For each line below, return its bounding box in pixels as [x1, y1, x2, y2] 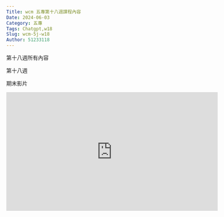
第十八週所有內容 [6, 54, 49, 61]
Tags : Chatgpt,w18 [6, 25, 53, 32]
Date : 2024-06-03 [6, 14, 50, 20]
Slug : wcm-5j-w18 [6, 31, 50, 37]
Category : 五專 [6, 20, 43, 26]
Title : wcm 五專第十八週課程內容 [6, 8, 82, 15]
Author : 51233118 [6, 37, 50, 43]
